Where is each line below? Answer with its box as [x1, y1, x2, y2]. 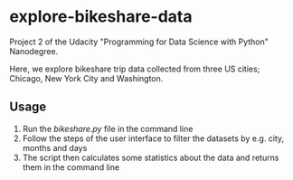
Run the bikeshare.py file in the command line [22, 123, 194, 134]
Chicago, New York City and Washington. [9, 72, 164, 83]
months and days [22, 142, 88, 153]
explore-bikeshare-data [9, 6, 193, 27]
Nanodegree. [9, 45, 59, 56]
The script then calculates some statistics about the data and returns [22, 152, 279, 163]
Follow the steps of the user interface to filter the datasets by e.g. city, [22, 133, 285, 144]
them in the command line [22, 161, 120, 173]
